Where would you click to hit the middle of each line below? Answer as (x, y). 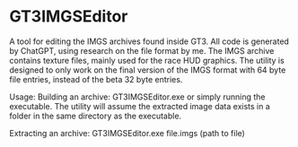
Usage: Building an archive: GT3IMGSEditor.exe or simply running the (137, 97)
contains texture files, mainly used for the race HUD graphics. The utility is (147, 60)
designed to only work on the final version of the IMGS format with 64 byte (148, 70)
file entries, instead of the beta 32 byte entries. (96, 79)
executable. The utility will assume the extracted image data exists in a (140, 106)
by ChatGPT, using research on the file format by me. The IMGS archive (142, 50)
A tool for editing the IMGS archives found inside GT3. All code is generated (149, 41)
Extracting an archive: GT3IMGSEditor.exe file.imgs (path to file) (127, 133)
